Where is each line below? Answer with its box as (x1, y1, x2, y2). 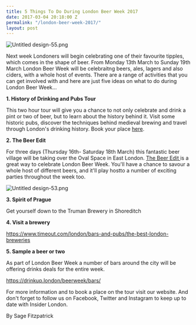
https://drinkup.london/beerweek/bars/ (6, 277, 101, 284)
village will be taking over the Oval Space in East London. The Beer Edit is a (6, 154, 189, 162)
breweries (6, 237, 31, 244)
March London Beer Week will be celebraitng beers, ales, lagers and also (6, 65, 184, 72)
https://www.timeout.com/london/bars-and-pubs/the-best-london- (6, 230, 169, 237)
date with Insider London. (6, 301, 68, 308)
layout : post (6, 25, 38, 31)
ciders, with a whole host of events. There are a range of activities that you (6, 71, 188, 78)
